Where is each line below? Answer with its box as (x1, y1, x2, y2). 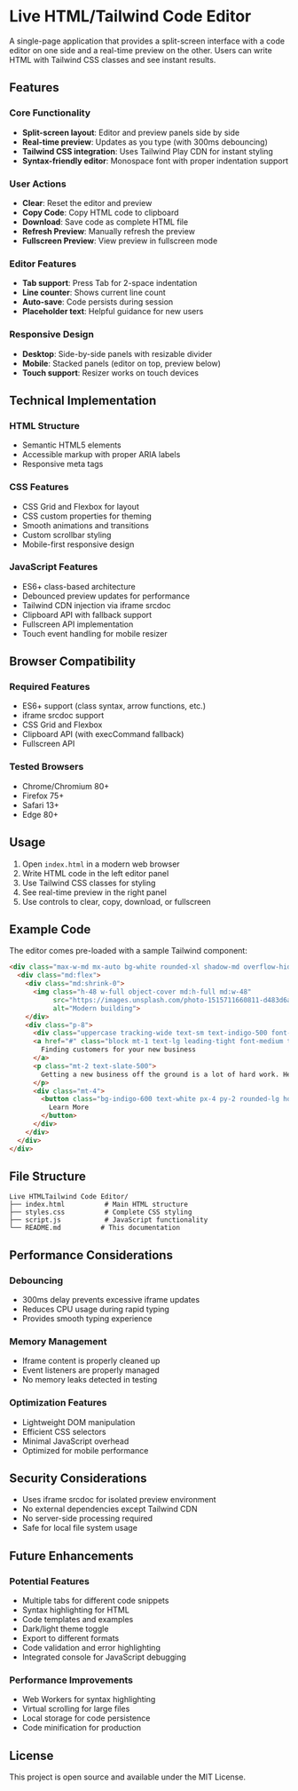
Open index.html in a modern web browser (21, 859, 180, 869)
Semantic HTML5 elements (21, 440, 122, 450)
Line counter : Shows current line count (21, 287, 166, 298)
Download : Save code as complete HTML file (21, 216, 189, 227)
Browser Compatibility (9, 654, 136, 670)
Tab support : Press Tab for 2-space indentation (21, 278, 198, 289)
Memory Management (9, 1335, 107, 1347)
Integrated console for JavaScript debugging (21, 1652, 186, 1662)
